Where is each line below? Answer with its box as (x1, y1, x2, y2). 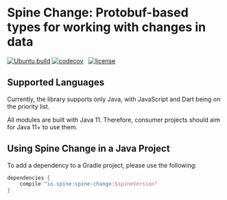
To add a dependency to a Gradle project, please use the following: (7, 161, 197, 169)
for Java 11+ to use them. (7, 122, 78, 131)
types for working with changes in (7, 19, 206, 35)
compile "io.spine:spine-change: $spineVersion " (19, 181, 158, 188)
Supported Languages (7, 77, 105, 89)
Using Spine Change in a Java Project (7, 143, 170, 155)
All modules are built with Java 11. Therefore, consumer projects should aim (7, 115, 221, 124)
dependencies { (7, 174, 51, 181)
